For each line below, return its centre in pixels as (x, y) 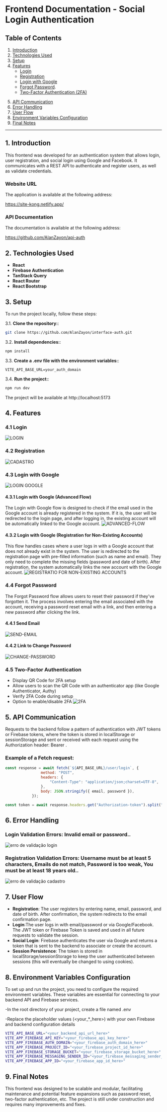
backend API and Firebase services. (42, 1000)
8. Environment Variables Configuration (68, 977)
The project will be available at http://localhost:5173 (58, 397)
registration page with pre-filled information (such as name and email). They (83, 557)
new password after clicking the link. (43, 612)
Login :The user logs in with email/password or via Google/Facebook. (83, 925)
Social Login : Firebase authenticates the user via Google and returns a (85, 941)
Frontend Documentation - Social (75, 9)
